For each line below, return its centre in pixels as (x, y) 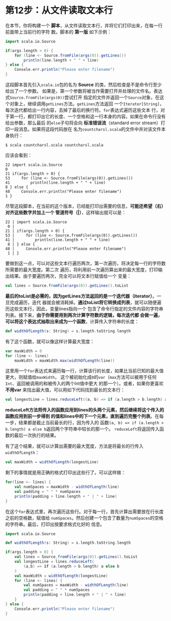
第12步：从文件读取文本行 (59, 10)
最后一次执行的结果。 (36, 435)
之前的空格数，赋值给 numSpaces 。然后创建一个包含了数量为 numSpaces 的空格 (84, 518)
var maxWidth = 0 (24, 351)
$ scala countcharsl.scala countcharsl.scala (54, 145)
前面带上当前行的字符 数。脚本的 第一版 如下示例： (59, 32)
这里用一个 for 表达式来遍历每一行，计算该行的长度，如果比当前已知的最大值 (84, 371)
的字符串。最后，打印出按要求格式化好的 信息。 (55, 524)
